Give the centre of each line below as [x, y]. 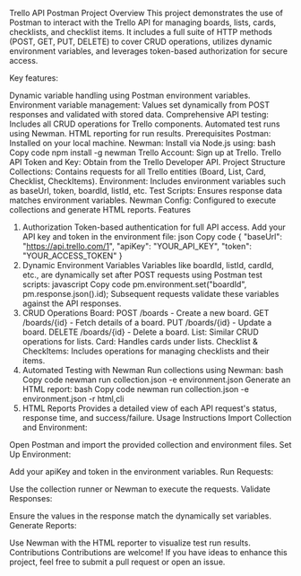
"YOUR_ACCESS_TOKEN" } [72, 256]
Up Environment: [40, 454]
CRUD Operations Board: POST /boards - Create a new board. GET [146, 313]
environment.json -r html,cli [73, 399]
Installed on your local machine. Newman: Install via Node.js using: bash [142, 143]
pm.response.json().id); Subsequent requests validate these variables [150, 294]
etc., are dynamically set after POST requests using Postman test [142, 275]
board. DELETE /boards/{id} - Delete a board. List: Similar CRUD [141, 332]
